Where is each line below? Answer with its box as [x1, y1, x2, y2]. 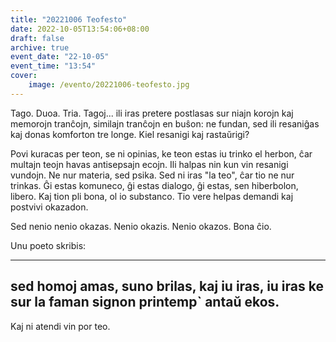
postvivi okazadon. [10, 201, 89, 213]
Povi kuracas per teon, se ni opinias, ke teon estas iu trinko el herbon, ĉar [10, 147, 313, 160]
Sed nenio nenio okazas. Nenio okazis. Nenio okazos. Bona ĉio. [10, 220, 272, 232]
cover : [10, 71, 38, 81]
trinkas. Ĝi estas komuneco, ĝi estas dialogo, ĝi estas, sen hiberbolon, [10, 179, 299, 191]
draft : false [10, 33, 65, 43]
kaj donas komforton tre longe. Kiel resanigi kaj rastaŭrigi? [10, 128, 250, 140]
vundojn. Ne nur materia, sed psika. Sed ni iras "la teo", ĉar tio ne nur [10, 169, 295, 181]
